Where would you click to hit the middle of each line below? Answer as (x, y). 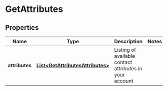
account (124, 81)
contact (123, 62)
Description (128, 42)
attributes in (128, 68)
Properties (22, 28)
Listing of (125, 50)
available (125, 56)
